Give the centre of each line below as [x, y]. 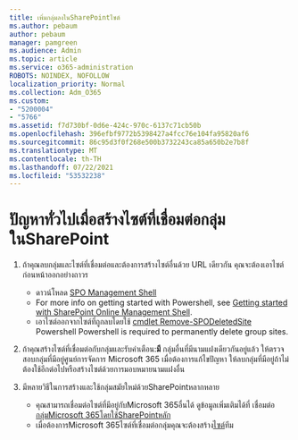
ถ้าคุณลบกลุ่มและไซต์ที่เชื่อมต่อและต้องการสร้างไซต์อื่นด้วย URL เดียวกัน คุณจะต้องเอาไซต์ [153, 265]
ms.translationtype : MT [54, 150]
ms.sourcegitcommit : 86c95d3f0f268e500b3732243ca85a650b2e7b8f [129, 142]
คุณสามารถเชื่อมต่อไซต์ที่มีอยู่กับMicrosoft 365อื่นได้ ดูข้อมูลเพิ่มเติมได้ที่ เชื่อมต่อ [155, 405]
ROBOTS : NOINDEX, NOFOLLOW [59, 76]
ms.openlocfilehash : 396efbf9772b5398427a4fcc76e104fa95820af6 [129, 134]
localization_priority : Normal [67, 84]
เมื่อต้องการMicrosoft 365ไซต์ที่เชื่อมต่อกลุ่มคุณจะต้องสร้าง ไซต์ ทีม [134, 425]
